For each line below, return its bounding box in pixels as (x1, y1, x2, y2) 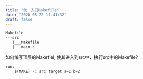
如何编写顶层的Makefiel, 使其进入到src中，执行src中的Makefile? (5, 54, 138, 60)
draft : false (5, 17, 33, 22)
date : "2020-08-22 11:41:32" (5, 12, 67, 17)
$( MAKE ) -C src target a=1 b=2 (14, 69, 80, 74)
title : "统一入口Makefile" (5, 7, 59, 13)
